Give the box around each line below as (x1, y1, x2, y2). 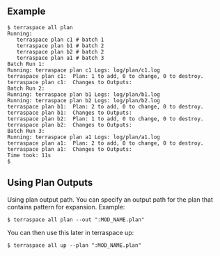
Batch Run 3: (7, 127, 45, 134)
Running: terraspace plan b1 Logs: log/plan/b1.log (7, 90, 160, 98)
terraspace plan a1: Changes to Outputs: (7, 145, 132, 152)
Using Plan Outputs (7, 177, 93, 189)
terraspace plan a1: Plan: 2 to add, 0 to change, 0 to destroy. (7, 139, 204, 147)
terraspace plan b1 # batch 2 (16, 42, 104, 49)
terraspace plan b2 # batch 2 (16, 48, 104, 55)
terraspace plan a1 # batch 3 (16, 54, 104, 61)
